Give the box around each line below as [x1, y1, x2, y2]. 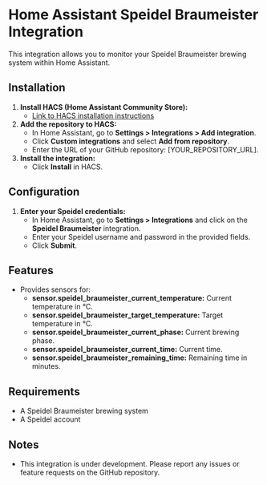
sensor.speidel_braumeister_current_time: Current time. [31, 345, 223, 354]
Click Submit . [31, 240, 78, 250]
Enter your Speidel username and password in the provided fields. [31, 232, 251, 241]
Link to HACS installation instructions [31, 111, 155, 120]
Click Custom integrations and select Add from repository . [31, 136, 230, 146]
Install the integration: [19, 153, 96, 163]
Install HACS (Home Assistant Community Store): [19, 102, 188, 111]
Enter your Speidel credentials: [19, 206, 126, 216]
